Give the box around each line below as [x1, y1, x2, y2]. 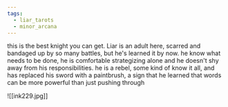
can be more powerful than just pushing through [7, 79, 145, 87]
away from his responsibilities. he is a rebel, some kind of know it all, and [7, 64, 215, 72]
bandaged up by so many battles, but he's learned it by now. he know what [7, 49, 221, 57]
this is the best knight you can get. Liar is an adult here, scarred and [7, 42, 201, 50]
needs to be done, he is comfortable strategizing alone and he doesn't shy [7, 57, 219, 65]
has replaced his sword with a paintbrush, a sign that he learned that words [7, 71, 222, 79]
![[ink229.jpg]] [7, 92, 48, 100]
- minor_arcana [13, 23, 57, 30]
